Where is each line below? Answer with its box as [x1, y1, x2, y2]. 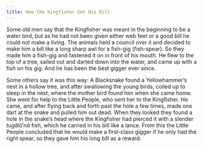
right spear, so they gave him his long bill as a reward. [6, 135, 141, 142]
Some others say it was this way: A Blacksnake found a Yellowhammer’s [6, 76, 187, 83]
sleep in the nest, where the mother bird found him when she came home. [6, 89, 192, 96]
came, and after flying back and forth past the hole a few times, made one [6, 102, 193, 110]
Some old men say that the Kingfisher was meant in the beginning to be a [6, 26, 191, 33]
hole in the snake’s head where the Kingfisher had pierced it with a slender [6, 115, 194, 122]
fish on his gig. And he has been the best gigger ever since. [6, 65, 156, 72]
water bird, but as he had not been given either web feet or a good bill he [6, 32, 190, 40]
